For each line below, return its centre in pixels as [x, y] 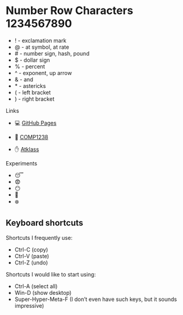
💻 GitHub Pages [35, 123]
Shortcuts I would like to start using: [51, 274]
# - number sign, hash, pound [52, 53]
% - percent [30, 66]
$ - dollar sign [32, 60]
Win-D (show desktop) [43, 292]
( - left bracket [33, 92]
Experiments [22, 163]
